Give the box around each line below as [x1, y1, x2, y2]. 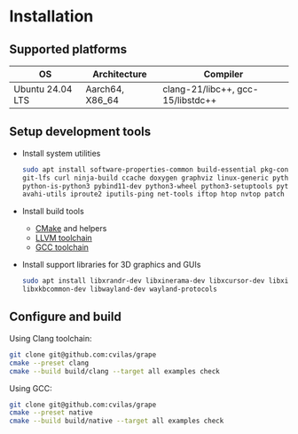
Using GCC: [9, 382, 52, 393]
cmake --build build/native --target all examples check [9, 416, 224, 426]
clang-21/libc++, [162, 83, 235, 95]
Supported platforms [9, 42, 127, 57]
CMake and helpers [35, 223, 107, 234]
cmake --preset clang [9, 358, 90, 367]
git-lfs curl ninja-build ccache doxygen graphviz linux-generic [21, 173, 269, 182]
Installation [9, 6, 94, 27]
